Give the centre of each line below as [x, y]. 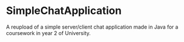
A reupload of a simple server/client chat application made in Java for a [92, 27]
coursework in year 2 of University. [48, 33]
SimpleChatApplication [64, 11]
